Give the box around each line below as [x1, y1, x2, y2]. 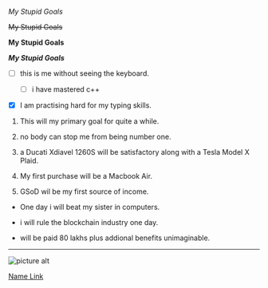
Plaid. [19, 156, 38, 166]
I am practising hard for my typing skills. [19, 101, 152, 110]
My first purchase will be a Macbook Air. [19, 172, 153, 181]
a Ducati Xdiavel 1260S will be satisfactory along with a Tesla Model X [19, 148, 250, 157]
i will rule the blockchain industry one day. [19, 218, 159, 227]
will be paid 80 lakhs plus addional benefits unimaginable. [19, 233, 211, 243]
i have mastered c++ [31, 85, 100, 94]
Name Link [8, 271, 44, 282]
